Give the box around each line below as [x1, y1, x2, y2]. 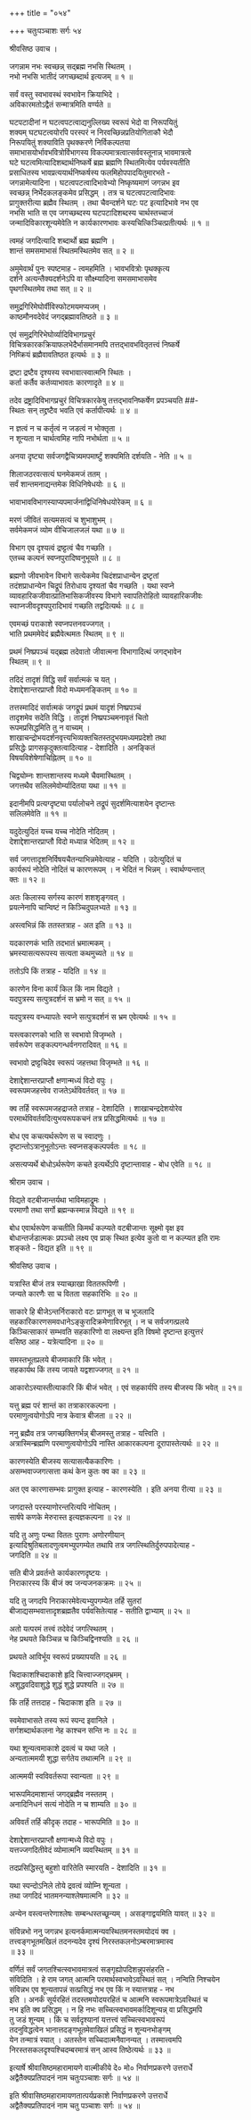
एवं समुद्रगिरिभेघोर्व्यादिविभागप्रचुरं [9, 330, 96, 339]
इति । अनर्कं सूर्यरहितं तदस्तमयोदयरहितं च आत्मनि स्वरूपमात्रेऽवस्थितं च [9, 1994, 208, 2005]
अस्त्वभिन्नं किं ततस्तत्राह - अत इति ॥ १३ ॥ [9, 920, 132, 930]
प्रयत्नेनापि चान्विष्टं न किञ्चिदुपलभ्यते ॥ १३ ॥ [9, 902, 137, 912]
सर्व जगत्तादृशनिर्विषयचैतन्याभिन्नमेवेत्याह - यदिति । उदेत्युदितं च [9, 854, 182, 865]
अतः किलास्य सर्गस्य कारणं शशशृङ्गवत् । [9, 892, 126, 902]
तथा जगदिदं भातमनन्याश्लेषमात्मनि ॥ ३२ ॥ [9, 1890, 129, 1901]
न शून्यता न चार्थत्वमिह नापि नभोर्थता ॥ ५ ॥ [9, 433, 130, 443]
